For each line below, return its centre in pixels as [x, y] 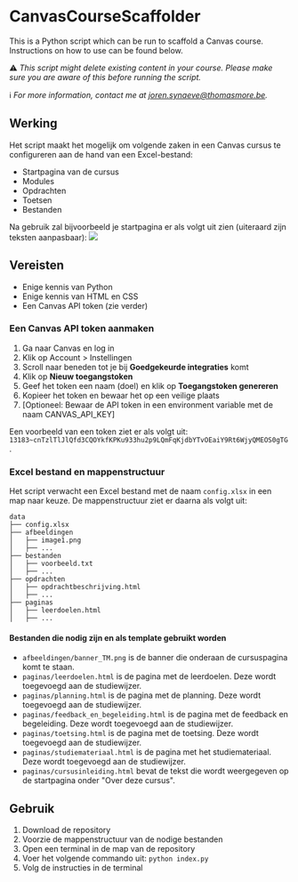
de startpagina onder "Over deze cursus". [99, 781]
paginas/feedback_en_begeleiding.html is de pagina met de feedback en [155, 715]
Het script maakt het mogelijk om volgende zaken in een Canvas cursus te [145, 145]
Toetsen [37, 200]
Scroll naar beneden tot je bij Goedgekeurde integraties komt [135, 367]
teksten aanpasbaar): [48, 237]
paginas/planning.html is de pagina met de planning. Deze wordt [141, 695]
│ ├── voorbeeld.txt [51, 564]
